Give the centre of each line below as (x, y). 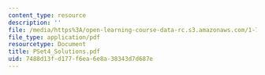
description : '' (35, 23)
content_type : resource (47, 15)
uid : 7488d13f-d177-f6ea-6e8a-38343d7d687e (81, 59)
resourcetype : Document (47, 45)
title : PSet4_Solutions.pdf (54, 52)
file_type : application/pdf (54, 37)
